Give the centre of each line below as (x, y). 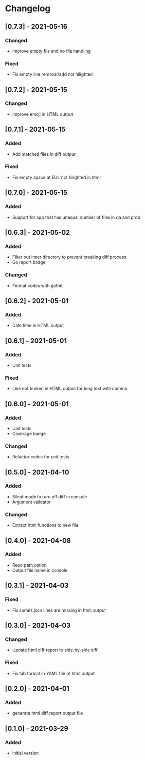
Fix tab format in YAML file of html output (53, 673)
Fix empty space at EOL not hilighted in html (56, 177)
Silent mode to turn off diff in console (49, 496)
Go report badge (29, 262)
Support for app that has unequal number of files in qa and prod (76, 217)
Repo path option (29, 565)
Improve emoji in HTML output (43, 114)
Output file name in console (40, 570)
